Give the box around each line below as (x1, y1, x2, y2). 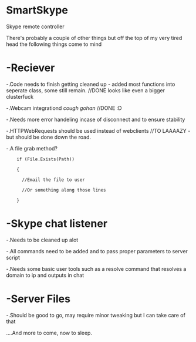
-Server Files (6, 292, 70, 306)
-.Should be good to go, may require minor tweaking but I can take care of (6, 311, 186, 318)
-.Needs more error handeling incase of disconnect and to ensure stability (6, 116, 185, 123)
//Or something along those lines (21, 187, 107, 193)
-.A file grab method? (6, 145, 58, 152)
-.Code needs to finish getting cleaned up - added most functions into (6, 81, 175, 88)
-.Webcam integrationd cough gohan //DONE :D (6, 104, 122, 112)
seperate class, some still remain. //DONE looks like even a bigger (6, 86, 165, 94)
